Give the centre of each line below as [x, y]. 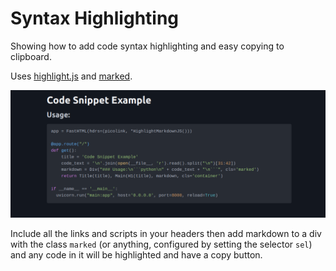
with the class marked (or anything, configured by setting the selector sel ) [161, 244]
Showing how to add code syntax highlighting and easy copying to [147, 46]
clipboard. [31, 56]
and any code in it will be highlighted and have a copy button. [136, 254]
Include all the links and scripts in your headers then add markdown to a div [166, 233]
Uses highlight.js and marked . [71, 76]
